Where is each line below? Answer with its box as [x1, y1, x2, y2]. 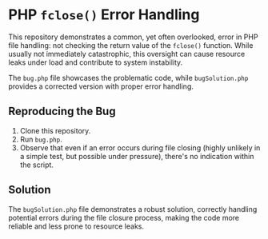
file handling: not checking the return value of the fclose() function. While [8, 40, 254, 50]
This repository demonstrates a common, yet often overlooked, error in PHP [8, 32, 258, 42]
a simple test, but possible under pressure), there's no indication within [19, 151, 254, 161]
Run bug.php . [19, 134, 62, 144]
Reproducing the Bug [8, 105, 116, 118]
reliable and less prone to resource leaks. [8, 221, 145, 231]
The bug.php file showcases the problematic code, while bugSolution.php [8, 73, 249, 82]
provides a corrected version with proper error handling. [8, 82, 194, 91]
